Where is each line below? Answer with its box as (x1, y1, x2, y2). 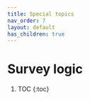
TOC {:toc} (17, 85, 50, 94)
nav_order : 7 (7, 17, 46, 24)
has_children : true (7, 30, 65, 38)
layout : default (7, 24, 55, 31)
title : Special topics (7, 10, 74, 18)
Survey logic (7, 61, 84, 77)
